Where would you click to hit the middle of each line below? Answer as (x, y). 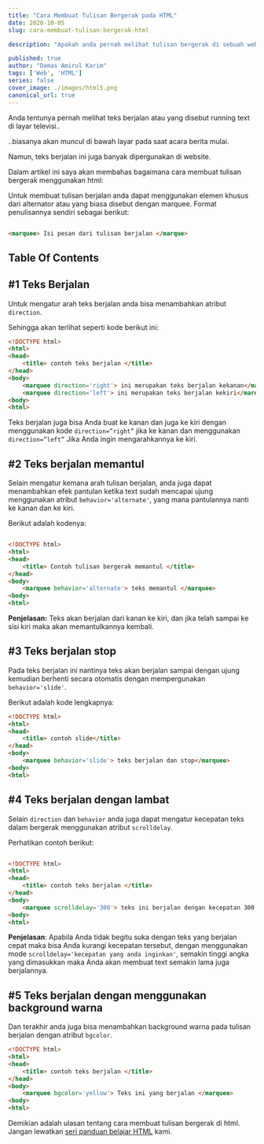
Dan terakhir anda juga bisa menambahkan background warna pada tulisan (130, 1027)
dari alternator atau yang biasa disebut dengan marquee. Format (113, 204)
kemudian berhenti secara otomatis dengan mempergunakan (107, 679)
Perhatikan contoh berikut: (51, 842)
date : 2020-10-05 (37, 23)
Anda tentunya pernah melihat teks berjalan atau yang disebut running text (129, 117)
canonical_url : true (42, 95)
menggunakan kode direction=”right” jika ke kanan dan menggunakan (125, 431)
